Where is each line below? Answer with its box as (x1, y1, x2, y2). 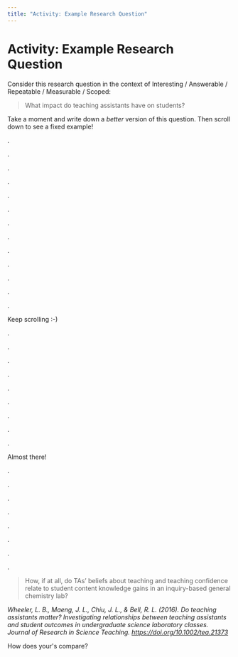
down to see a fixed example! (7, 122, 94, 131)
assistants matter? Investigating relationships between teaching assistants (7, 612, 227, 621)
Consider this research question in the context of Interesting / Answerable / (7, 80, 228, 88)
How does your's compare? (7, 641, 89, 650)
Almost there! (7, 452, 47, 461)
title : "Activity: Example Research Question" (7, 10, 148, 18)
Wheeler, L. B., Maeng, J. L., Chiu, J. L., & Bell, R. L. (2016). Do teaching (7, 605, 217, 614)
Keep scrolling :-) (7, 315, 58, 323)
